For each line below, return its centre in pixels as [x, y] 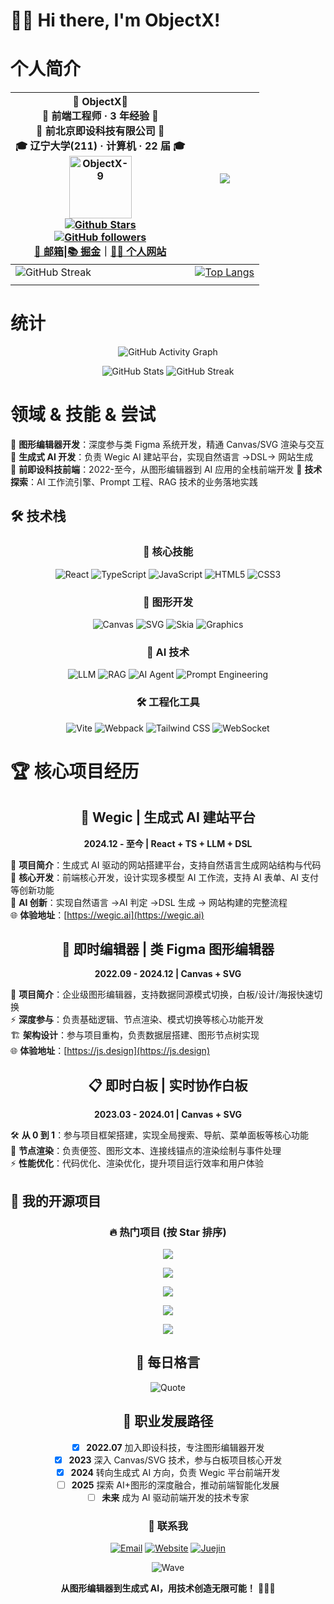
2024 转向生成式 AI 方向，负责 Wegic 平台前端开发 [175, 1472]
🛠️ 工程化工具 [168, 702]
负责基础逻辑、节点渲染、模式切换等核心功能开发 [163, 1020]
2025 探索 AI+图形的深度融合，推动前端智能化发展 [175, 1485]
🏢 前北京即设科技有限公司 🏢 [100, 131]
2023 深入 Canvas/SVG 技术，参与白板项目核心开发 [175, 1460]
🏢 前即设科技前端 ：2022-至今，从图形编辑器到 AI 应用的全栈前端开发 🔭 [156, 469]
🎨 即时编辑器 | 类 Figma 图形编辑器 [168, 949]
